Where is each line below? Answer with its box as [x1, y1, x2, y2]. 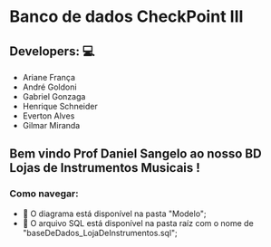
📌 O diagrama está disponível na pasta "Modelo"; [22, 208, 207, 219]
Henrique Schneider [22, 101, 98, 111]
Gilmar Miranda [22, 120, 81, 130]
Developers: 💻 [9, 43, 95, 59]
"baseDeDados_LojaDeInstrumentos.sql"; [22, 227, 179, 238]
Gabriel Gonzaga [22, 91, 86, 101]
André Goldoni [22, 81, 77, 92]
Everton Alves [22, 110, 75, 121]
